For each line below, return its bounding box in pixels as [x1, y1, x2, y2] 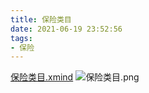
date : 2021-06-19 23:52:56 [10, 24, 123, 34]
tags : [10, 33, 33, 43]
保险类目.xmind [10, 71, 74, 83]
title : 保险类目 [10, 14, 72, 25]
